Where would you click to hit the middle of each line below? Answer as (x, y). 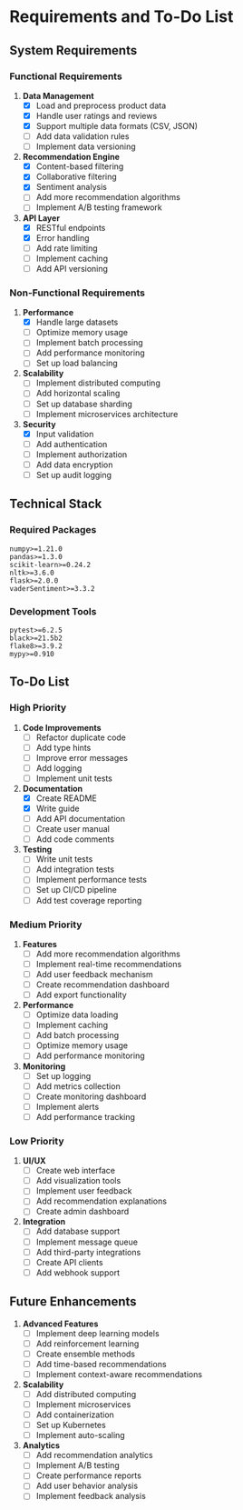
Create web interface (76, 1171)
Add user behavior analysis (87, 1486)
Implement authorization (82, 454)
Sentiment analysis (71, 187)
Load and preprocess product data (101, 105)
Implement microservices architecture (107, 414)
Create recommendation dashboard (102, 985)
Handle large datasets (77, 322)
